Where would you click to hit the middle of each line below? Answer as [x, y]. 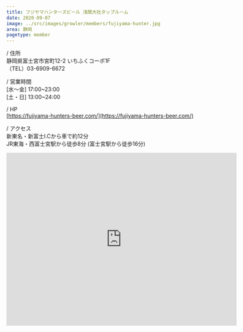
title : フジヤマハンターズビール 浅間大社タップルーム [67, 12]
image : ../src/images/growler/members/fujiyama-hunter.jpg [83, 23]
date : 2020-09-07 [29, 18]
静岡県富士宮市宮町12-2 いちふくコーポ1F [58, 61]
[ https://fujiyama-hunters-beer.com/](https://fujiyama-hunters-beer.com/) [100, 116]
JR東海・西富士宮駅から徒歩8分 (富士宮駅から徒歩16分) [76, 144]
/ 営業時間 [19, 82]
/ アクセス [19, 128]
